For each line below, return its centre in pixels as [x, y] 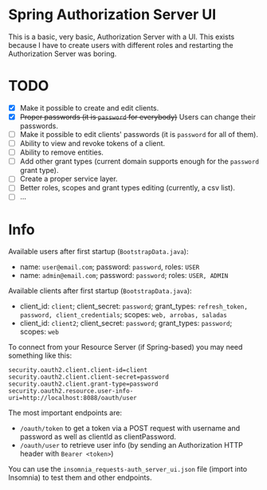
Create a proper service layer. [69, 179]
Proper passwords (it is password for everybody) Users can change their [138, 116]
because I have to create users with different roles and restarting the [121, 45]
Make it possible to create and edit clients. [89, 108]
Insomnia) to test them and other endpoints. [80, 478]
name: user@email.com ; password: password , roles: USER [110, 267]
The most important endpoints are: [65, 413]
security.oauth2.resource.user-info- [71, 391]
